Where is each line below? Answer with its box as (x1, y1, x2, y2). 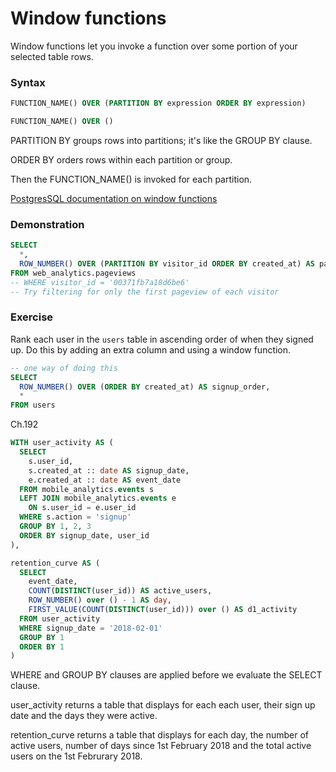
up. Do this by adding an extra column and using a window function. (10, 343, 292, 356)
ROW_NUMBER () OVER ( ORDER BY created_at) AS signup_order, (19, 382, 271, 392)
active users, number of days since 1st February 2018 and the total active (10, 740, 312, 752)
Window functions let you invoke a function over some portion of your (10, 40, 298, 52)
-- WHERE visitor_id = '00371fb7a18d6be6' (10, 277, 190, 287)
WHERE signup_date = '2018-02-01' (19, 623, 163, 633)
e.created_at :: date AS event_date (28, 475, 182, 485)
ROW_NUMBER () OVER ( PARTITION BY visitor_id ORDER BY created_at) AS (19, 259, 315, 269)
